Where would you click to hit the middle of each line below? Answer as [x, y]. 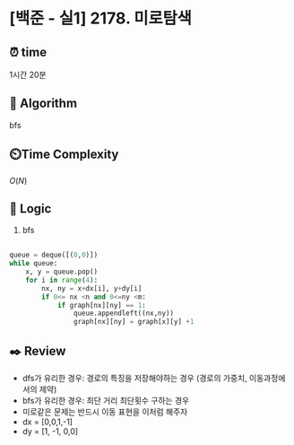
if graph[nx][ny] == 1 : [101, 305]
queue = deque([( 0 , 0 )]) [54, 255]
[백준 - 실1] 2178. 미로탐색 [101, 18]
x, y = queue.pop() [62, 272]
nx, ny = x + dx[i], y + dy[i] [92, 288]
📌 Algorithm [43, 104]
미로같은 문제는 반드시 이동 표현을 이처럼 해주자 [105, 412]
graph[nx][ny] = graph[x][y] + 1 [134, 322]
